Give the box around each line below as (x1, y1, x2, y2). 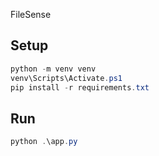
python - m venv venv (10, 64, 97, 74)
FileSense (10, 9, 52, 20)
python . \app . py (10, 137, 78, 147)
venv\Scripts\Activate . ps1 (10, 73, 123, 83)
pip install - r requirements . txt (10, 82, 150, 93)
